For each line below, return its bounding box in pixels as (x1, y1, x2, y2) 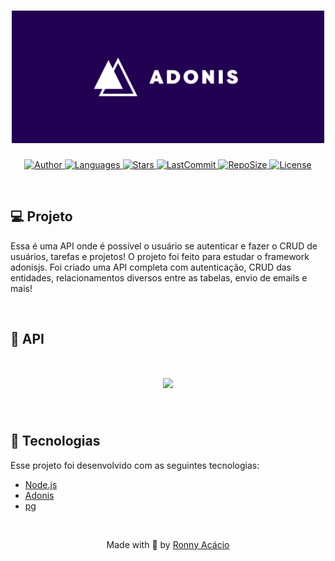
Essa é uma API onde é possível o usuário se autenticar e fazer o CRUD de (10, 240, 318, 252)
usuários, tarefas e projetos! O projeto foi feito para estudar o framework (10, 250, 310, 262)
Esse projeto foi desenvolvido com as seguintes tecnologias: (10, 459, 260, 471)
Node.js (24, 478, 58, 490)
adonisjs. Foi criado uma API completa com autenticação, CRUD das (10, 261, 292, 273)
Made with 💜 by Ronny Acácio (106, 538, 230, 550)
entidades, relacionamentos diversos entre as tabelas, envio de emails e (10, 271, 308, 284)
